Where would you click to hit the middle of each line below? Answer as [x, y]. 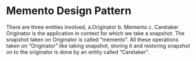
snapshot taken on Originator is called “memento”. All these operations [92, 39]
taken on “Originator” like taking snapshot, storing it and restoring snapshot [98, 46]
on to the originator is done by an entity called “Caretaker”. [78, 52]
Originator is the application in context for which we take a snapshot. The [95, 33]
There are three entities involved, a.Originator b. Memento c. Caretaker [92, 27]
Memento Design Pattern [69, 11]
